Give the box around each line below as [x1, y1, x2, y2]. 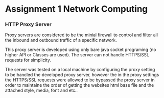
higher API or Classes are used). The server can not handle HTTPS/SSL [5, 52, 149, 58]
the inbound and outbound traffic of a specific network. [5, 37, 117, 43]
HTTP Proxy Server [5, 21, 52, 28]
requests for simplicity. [5, 57, 51, 63]
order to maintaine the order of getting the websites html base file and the [5, 82, 154, 88]
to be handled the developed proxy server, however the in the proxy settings [5, 72, 159, 78]
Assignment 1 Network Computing [5, 3, 148, 15]
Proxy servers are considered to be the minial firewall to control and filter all [5, 32, 158, 38]
